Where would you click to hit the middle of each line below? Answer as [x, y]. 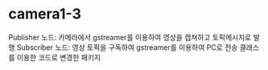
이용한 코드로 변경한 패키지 [59, 57]
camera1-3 [45, 14]
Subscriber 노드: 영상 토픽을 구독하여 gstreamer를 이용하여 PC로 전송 [127, 47]
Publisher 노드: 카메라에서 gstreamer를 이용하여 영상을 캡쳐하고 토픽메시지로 [130, 37]
